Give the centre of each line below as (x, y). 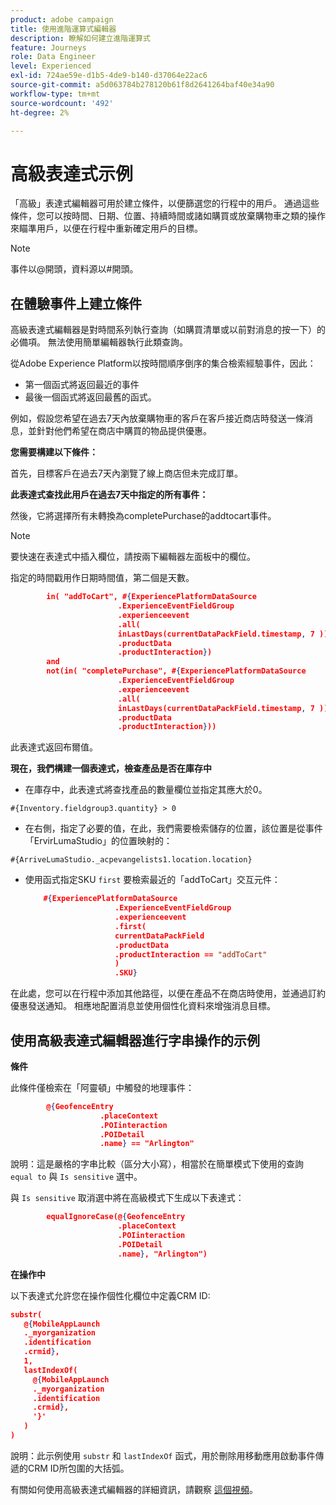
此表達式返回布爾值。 (54, 747)
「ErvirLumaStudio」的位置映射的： (98, 841)
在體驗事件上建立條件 (76, 303)
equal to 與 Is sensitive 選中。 (76, 1177)
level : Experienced (51, 66)
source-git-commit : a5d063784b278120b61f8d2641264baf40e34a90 (142, 85)
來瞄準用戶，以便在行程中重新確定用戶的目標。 (106, 228)
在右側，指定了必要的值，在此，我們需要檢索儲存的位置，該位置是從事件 (173, 828)
